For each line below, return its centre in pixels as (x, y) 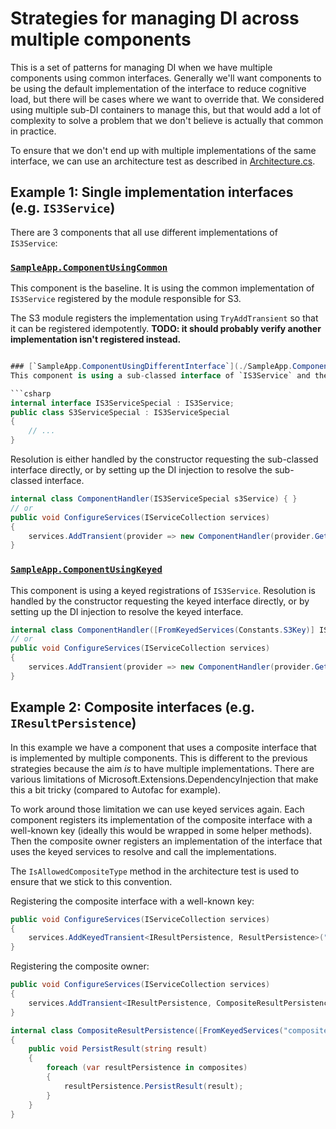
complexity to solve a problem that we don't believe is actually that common (167, 120)
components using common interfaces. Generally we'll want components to (166, 78)
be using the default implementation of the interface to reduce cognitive (158, 88)
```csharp (31, 393)
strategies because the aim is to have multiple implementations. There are (162, 768)
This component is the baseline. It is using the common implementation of (162, 288)
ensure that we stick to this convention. (91, 881)
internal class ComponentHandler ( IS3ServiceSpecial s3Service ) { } (154, 499)
